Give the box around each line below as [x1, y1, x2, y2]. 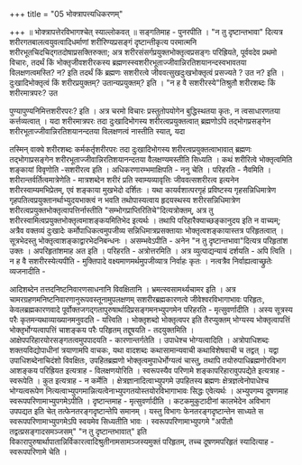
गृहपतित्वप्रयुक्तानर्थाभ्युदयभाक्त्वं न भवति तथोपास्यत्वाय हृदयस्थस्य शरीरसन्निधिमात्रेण [9, 195, 241, 205]
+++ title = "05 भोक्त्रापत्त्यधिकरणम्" [9, 9, 124, 19]
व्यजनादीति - [9, 266, 46, 276]
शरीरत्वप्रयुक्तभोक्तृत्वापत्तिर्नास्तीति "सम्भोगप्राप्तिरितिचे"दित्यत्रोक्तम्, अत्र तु [9, 205, 214, 216]
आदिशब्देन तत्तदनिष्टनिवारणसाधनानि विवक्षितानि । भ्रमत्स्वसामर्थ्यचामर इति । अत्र [9, 284, 236, 294]
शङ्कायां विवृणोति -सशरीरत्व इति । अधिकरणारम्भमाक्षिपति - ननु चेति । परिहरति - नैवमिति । [9, 164, 272, 175]
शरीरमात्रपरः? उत [9, 88, 59, 98]
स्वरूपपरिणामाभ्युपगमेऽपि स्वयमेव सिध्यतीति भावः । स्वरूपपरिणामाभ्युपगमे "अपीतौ [9, 416, 233, 426]
